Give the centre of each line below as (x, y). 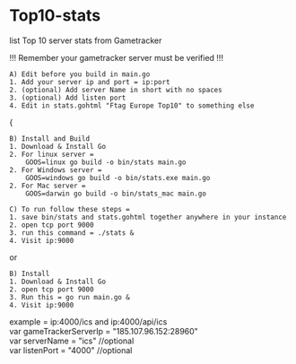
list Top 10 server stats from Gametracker (86, 40)
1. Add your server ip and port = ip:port (90, 82)
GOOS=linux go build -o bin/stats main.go (106, 162)
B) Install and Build (50, 139)
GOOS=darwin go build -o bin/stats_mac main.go (116, 194)
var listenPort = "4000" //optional (71, 350)
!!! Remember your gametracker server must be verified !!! (117, 57)
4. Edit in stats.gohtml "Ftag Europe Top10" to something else (132, 105)
